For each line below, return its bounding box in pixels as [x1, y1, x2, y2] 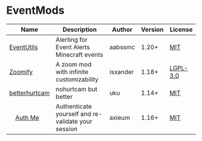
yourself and [55, 109, 91, 118]
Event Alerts [55, 43, 90, 51]
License [169, 25, 193, 34]
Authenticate [55, 102, 92, 110]
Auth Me [15, 113, 40, 122]
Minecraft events [55, 50, 103, 59]
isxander [109, 67, 134, 76]
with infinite [55, 67, 89, 76]
